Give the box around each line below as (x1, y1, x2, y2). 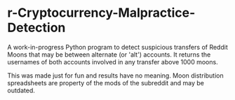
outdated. (7, 86, 35, 94)
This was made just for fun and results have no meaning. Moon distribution (7, 71, 224, 80)
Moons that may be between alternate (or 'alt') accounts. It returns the (7, 50, 211, 59)
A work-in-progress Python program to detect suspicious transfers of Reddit (7, 43, 228, 51)
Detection (7, 20, 66, 36)
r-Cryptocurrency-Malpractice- (7, 5, 196, 21)
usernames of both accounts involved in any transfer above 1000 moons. (7, 57, 219, 66)
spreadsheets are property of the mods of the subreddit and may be (7, 78, 205, 87)
